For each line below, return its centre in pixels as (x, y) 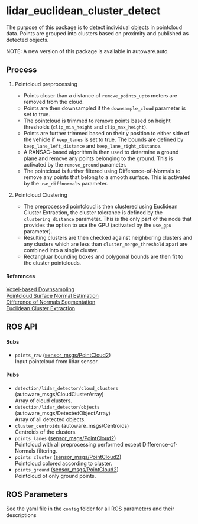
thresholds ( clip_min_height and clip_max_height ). (85, 127)
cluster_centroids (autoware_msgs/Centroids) (72, 425)
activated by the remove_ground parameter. (75, 164)
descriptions (21, 515)
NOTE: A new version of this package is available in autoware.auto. (88, 51)
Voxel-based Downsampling (40, 289)
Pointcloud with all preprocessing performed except (78, 444)
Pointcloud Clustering (41, 195)
